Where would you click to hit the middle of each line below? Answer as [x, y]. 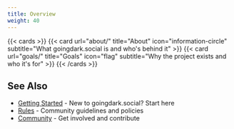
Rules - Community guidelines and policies [81, 110]
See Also [27, 86]
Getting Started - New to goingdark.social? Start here [96, 103]
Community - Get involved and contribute [79, 118]
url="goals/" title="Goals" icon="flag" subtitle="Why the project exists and [117, 56]
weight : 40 [24, 21]
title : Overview [31, 14]
